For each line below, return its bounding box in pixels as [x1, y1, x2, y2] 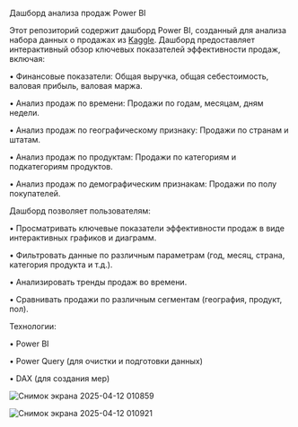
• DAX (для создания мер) [9, 373, 110, 384]
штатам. [9, 135, 41, 144]
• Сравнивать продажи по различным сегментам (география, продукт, [9, 294, 283, 304]
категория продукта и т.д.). [9, 259, 113, 270]
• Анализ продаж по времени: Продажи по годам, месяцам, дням [9, 98, 264, 109]
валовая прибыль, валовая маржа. [9, 81, 144, 91]
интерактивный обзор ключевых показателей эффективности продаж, [9, 44, 281, 55]
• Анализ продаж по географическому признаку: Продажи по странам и [9, 125, 289, 135]
